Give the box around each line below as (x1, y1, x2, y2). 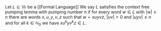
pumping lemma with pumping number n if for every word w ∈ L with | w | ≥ (5, 9, 157, 15)
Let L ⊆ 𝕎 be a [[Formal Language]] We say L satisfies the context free (5, 4, 150, 10)
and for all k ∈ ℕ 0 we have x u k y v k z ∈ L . (5, 19, 87, 27)
